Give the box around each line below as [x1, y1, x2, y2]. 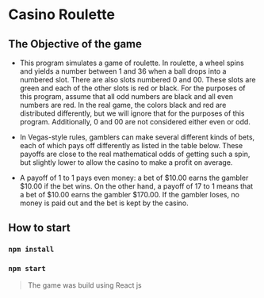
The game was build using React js [27, 280, 142, 290]
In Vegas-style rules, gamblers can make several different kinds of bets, [19, 132, 255, 142]
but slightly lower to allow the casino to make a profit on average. [19, 158, 233, 167]
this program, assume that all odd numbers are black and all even [19, 92, 234, 101]
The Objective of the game [8, 37, 143, 51]
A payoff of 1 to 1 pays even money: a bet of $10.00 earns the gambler [19, 173, 249, 182]
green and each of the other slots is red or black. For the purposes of [19, 83, 246, 93]
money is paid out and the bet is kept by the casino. [19, 198, 189, 208]
